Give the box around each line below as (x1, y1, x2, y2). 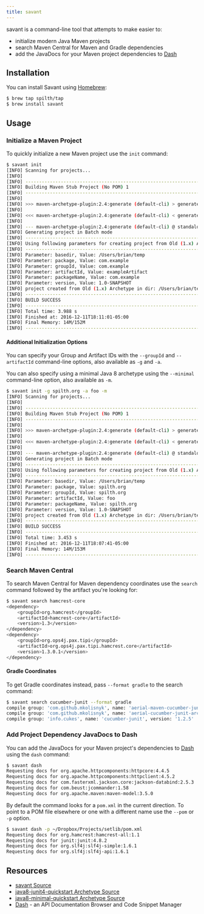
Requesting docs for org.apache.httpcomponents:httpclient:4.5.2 (6, 774, 175, 780)
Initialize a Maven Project (6, 136, 82, 144)
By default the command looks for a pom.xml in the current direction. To (6, 801, 184, 808)
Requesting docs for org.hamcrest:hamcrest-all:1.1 (6, 832, 140, 838)
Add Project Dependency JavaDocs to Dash (6, 730, 138, 739)
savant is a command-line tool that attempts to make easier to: (6, 25, 163, 33)
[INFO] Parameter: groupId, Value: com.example (6, 263, 129, 269)
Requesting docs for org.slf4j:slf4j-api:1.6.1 (6, 848, 129, 855)
